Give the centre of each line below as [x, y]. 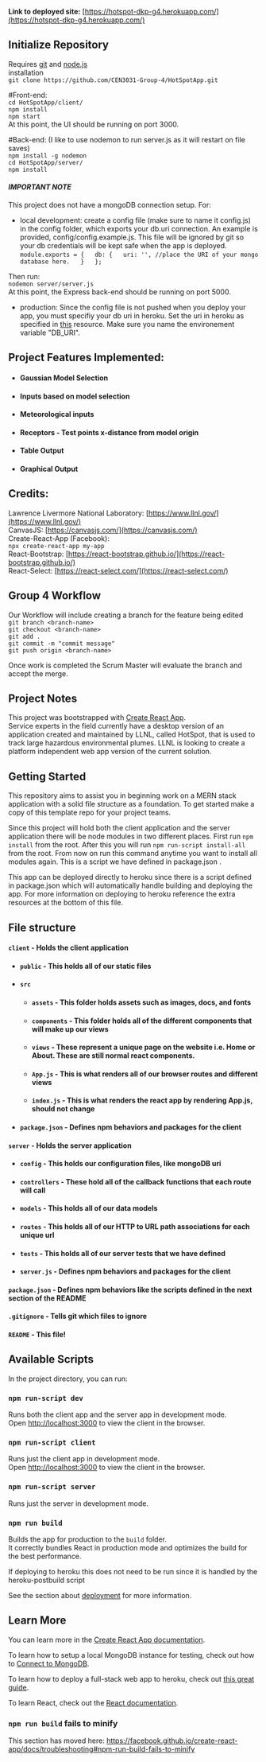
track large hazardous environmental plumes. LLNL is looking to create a [127, 743]
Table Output [42, 451]
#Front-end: [28, 95]
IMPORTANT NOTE [40, 187]
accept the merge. [39, 673]
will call [33, 1190]
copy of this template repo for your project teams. [90, 813]
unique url [37, 1235]
